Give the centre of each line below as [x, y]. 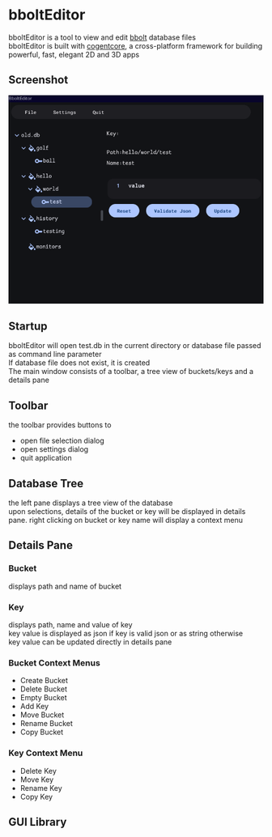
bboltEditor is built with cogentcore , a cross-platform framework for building [136, 45]
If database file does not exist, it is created [79, 363]
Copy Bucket [42, 732]
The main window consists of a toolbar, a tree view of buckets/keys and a [131, 372]
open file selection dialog [62, 441]
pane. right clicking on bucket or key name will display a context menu [125, 520]
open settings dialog [54, 449]
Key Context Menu [46, 753]
